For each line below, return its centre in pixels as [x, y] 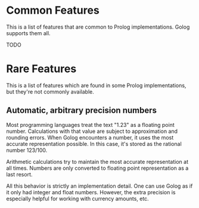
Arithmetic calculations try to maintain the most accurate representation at [97, 162]
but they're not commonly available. [50, 91]
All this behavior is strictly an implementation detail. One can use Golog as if [99, 186]
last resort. [19, 174]
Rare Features [41, 69]
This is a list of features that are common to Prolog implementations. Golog [98, 27]
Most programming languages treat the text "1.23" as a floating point [90, 125]
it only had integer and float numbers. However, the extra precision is [91, 192]
